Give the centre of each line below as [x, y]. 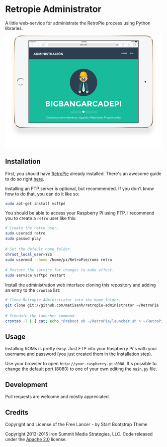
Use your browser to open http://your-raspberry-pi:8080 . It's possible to [81, 364]
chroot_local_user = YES [29, 254]
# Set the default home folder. [39, 249]
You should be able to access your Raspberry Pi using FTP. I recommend [80, 213]
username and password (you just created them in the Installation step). [79, 354]
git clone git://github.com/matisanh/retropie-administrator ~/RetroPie [82, 305]
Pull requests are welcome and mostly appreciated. [58, 397]
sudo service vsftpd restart [35, 275]
